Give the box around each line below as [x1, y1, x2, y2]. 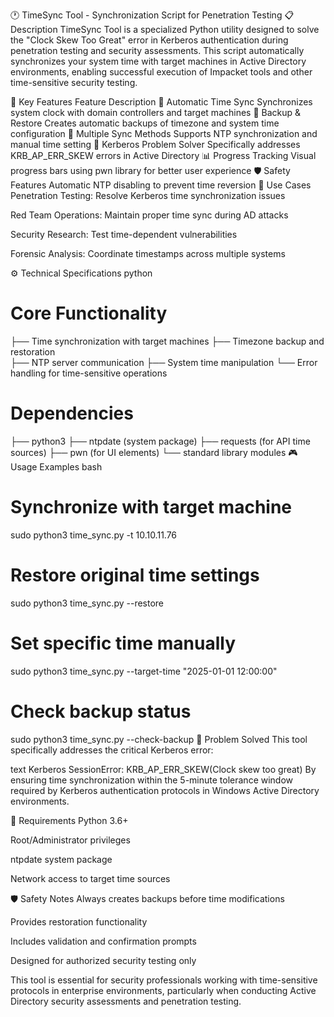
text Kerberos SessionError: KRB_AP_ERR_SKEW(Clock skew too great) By [10, 763, 317, 775]
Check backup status [10, 700, 192, 723]
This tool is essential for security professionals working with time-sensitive [10, 974, 318, 986]
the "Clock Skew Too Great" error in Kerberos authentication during [10, 34, 289, 46]
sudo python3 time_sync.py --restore [10, 597, 165, 609]
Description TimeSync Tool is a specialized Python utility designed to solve [10, 24, 320, 35]
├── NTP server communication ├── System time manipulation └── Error [10, 356, 318, 368]
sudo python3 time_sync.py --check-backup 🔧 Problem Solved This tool [10, 733, 308, 745]
